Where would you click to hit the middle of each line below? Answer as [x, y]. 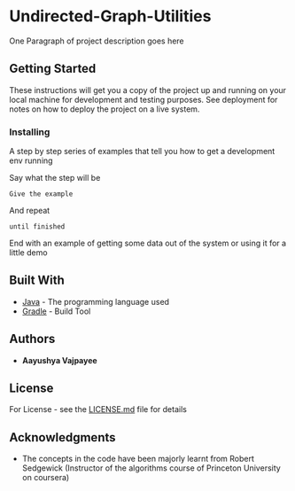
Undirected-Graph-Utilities [110, 16]
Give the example [41, 194]
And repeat [30, 211]
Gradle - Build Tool [56, 311]
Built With [37, 281]
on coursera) [46, 478]
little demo [28, 253]
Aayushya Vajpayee [59, 360]
